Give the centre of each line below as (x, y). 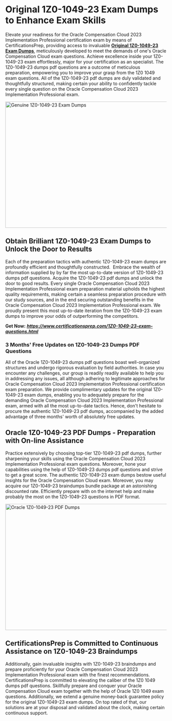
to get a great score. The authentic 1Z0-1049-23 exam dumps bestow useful (86, 475)
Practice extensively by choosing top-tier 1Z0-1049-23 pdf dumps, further (84, 453)
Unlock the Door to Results (49, 249)
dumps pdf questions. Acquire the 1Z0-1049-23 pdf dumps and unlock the (84, 278)
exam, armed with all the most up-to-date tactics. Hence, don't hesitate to (83, 406)
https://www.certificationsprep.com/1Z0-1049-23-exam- (90, 326)
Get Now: (15, 326)
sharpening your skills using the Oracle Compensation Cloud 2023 (76, 458)
